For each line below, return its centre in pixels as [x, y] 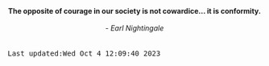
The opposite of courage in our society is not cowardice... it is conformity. [134, 11]
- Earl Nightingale [134, 28]
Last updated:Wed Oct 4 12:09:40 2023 [84, 54]
